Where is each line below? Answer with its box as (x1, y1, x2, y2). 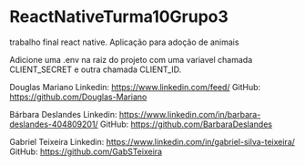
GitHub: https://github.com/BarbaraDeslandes (99, 119, 273, 130)
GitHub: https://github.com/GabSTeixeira (9, 146, 162, 157)
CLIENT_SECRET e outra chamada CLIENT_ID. (9, 64, 182, 75)
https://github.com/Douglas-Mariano (9, 91, 147, 102)
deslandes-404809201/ (9, 119, 98, 130)
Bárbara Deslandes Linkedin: (9, 109, 117, 119)
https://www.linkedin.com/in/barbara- (118, 109, 261, 119)
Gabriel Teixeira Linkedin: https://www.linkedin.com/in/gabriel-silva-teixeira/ (9, 136, 296, 147)
